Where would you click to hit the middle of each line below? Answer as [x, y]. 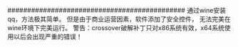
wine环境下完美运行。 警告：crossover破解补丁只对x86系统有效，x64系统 [116, 28]
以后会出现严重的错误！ [48, 36]
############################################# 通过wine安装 [117, 10]
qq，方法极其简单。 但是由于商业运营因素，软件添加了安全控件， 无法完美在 [119, 19]
